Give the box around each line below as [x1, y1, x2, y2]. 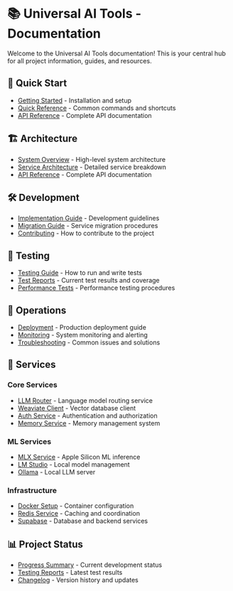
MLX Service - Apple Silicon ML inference [17, 452, 141, 461]
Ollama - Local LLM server [17, 467, 96, 476]
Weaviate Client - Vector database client [17, 403, 136, 412]
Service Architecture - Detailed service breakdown [17, 163, 167, 171]
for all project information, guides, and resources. [7, 56, 152, 65]
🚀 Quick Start [7, 77, 67, 90]
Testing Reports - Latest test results [17, 568, 123, 577]
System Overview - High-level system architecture [17, 155, 166, 163]
